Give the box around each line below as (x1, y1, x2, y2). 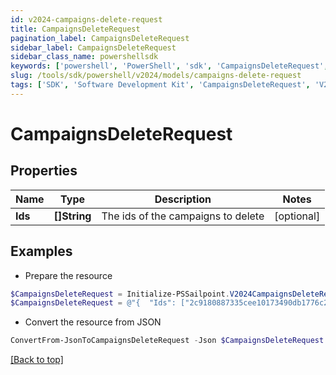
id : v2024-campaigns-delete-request (10, 14, 163, 25)
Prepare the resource (24, 269, 113, 281)
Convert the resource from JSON (24, 316, 162, 328)
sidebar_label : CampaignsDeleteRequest (10, 42, 177, 53)
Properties (10, 162, 78, 180)
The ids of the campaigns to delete (101, 209, 265, 223)
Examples (10, 243, 73, 260)
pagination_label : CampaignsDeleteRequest (10, 33, 190, 43)
